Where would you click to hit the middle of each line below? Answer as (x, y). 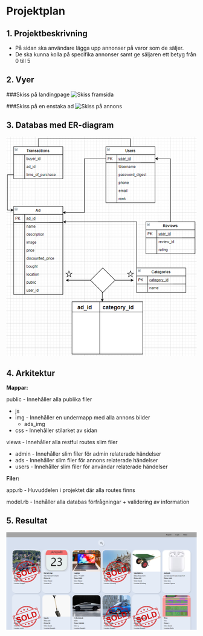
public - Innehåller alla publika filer (49, 399)
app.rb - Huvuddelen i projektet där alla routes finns (71, 490)
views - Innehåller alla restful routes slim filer (62, 442)
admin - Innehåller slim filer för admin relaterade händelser (88, 454)
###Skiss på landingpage (38, 94)
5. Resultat (27, 521)
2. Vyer (20, 80)
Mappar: (17, 387)
